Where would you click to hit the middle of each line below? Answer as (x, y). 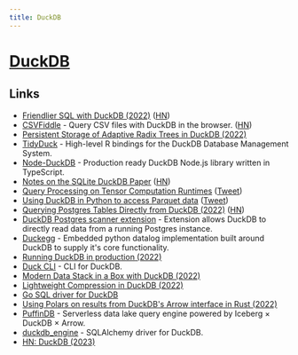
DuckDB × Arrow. (54, 323)
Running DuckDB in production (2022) (92, 256)
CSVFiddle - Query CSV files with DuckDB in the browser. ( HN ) (137, 124)
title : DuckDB (35, 17)
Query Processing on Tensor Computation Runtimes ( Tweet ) (132, 191)
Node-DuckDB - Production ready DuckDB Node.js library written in (146, 162)
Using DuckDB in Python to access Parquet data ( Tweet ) (125, 200)
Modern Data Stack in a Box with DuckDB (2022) (111, 275)
